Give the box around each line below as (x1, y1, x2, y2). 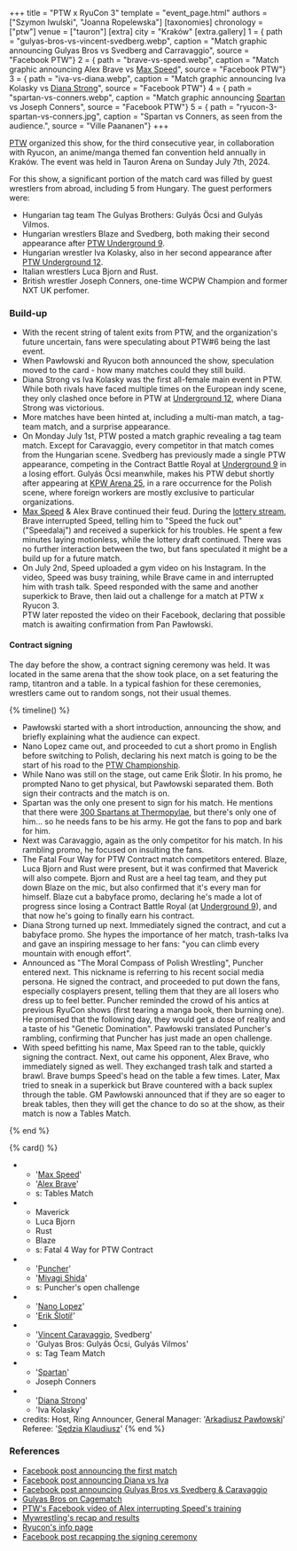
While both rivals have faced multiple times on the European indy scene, (21, 384, 286, 394)
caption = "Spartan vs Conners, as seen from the (103, 111, 283, 121)
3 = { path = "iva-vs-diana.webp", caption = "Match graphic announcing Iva (9, 74, 286, 83)
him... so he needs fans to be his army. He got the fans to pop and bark (21, 815, 282, 827)
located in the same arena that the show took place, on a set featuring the (9, 668, 279, 679)
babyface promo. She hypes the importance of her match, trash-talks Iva (21, 929, 289, 939)
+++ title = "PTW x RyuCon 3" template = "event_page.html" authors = (9, 8, 268, 18)
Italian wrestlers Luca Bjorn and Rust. (21, 266, 159, 277)
